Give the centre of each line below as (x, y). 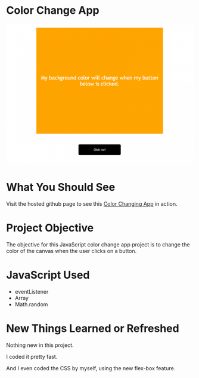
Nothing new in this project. (40, 345)
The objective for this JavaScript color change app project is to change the (98, 244)
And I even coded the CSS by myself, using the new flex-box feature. (91, 368)
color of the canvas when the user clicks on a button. (71, 251)
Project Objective (50, 228)
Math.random (31, 304)
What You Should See (61, 188)
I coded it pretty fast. (32, 356)
